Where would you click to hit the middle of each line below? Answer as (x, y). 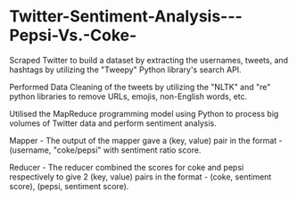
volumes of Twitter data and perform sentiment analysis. (113, 123)
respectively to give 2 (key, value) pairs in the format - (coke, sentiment (140, 177)
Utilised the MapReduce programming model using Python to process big (144, 113)
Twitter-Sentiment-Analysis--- (126, 17)
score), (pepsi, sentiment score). (69, 186)
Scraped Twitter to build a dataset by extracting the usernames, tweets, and (148, 60)
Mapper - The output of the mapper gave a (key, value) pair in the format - (146, 140)
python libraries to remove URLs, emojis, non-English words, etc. (128, 96)
